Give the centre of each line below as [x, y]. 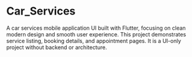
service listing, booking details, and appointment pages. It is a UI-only [94, 41]
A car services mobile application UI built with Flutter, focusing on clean [96, 28]
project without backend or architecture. [57, 47]
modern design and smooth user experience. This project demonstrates [96, 34]
